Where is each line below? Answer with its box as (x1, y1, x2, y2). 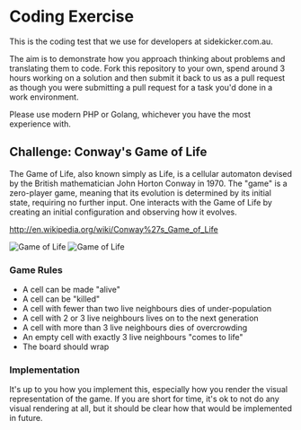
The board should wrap (22, 341, 110, 352)
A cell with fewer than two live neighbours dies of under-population (22, 303, 272, 314)
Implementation (9, 364, 81, 376)
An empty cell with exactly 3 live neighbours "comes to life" (22, 332, 243, 343)
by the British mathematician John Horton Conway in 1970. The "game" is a (9, 178, 288, 189)
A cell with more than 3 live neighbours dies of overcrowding (22, 322, 248, 333)
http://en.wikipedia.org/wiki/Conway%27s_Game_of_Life (9, 224, 218, 234)
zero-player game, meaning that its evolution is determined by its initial (9, 187, 272, 198)
